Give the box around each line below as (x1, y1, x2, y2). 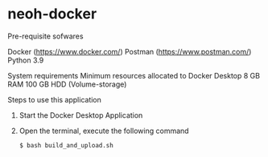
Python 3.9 (7, 55, 44, 65)
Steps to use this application (7, 95, 102, 104)
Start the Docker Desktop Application (19, 110, 143, 120)
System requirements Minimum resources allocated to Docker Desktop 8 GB (7, 70, 261, 80)
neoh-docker (7, 5, 97, 23)
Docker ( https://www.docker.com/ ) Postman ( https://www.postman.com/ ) (7, 46, 252, 56)
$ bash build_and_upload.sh (19, 141, 113, 149)
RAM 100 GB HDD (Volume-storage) (7, 79, 127, 89)
